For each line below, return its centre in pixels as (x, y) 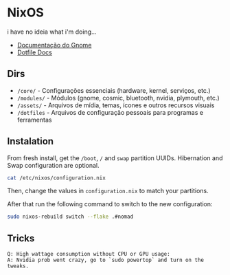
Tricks (21, 238)
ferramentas (34, 120)
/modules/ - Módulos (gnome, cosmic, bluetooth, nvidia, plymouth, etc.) (118, 98)
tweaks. (18, 266)
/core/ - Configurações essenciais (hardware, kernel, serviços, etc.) (114, 90)
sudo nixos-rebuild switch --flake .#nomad (70, 217)
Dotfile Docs (35, 52)
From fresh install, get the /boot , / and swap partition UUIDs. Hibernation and (115, 158)
